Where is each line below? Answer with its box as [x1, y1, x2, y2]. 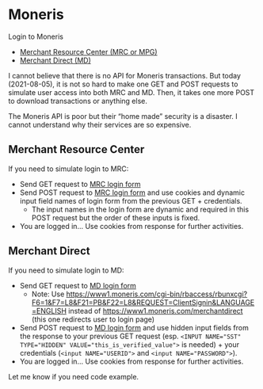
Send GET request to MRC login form [19, 179, 141, 189]
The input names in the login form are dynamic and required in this [31, 204, 250, 214]
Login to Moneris [8, 32, 63, 41]
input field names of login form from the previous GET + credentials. [19, 196, 243, 205]
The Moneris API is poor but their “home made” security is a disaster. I [8, 111, 238, 120]
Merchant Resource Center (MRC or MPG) [19, 47, 158, 56]
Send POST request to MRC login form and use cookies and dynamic [19, 188, 246, 197]
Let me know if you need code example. [8, 372, 139, 381]
